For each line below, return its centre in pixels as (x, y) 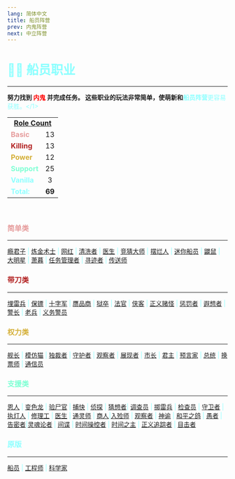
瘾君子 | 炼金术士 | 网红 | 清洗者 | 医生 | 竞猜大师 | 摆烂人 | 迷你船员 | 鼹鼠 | (114, 251)
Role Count (33, 123)
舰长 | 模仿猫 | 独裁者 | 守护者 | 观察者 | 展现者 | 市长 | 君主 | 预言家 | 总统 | (114, 356)
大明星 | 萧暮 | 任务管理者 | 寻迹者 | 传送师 (67, 260)
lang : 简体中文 (27, 14)
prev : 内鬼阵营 (27, 27)
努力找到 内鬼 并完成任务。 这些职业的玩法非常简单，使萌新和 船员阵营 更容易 (116, 97)
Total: (20, 191)
